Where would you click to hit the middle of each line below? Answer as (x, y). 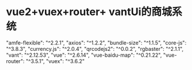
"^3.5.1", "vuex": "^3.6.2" (55, 61)
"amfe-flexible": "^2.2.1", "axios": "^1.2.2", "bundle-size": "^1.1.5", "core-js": (96, 43)
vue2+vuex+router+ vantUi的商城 (89, 12)
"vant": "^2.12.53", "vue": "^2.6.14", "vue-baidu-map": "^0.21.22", (84, 55)
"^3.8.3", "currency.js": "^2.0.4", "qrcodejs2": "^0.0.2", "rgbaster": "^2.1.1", (95, 49)
